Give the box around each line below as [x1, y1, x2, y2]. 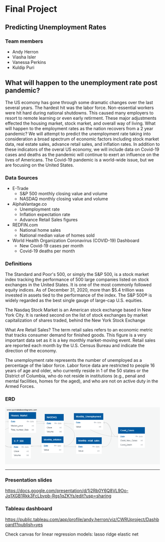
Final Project [5, 3, 57, 15]
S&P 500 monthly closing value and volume [19, 190, 108, 196]
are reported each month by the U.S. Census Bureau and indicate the [5, 343, 145, 349]
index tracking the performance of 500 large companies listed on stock [5, 276, 149, 283]
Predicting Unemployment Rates [5, 23, 107, 31]
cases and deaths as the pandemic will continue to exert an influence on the [5, 151, 160, 158]
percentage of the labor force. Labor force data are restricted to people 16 [5, 362, 155, 369]
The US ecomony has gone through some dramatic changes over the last [5, 99, 153, 105]
